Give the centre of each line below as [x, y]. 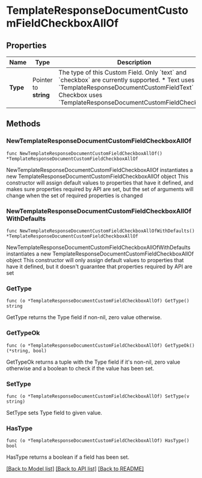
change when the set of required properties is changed [75, 195]
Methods [23, 124]
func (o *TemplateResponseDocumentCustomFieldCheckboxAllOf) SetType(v [98, 396]
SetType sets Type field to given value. [54, 412]
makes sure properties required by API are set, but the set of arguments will [100, 189]
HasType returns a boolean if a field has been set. [68, 457]
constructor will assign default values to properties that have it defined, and [100, 182]
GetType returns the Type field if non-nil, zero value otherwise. [84, 317]
